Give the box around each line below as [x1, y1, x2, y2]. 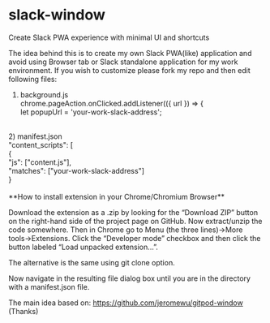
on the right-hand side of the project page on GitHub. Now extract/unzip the [8, 216, 263, 226]
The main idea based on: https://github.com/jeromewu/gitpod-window [8, 298, 243, 308]
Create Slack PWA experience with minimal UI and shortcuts [8, 32, 210, 42]
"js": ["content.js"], [8, 157, 71, 167]
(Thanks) [8, 306, 39, 316]
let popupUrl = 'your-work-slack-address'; [19, 107, 162, 117]
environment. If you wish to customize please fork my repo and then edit [8, 65, 251, 75]
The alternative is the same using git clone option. [8, 257, 176, 267]
